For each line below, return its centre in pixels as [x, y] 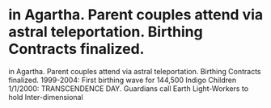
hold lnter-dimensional [46, 97]
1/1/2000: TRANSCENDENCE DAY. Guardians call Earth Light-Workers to [129, 88]
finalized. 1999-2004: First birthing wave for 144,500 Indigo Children [123, 80]
